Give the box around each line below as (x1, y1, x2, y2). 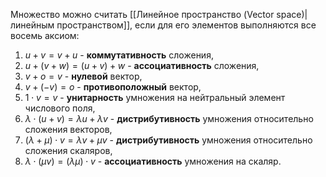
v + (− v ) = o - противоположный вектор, (24, 81, 202, 93)
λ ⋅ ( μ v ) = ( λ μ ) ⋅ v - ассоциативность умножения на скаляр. (24, 155, 282, 167)
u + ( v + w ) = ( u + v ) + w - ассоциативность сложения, (24, 60, 260, 71)
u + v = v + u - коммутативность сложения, (24, 49, 214, 61)
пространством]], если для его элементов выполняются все (56, 19, 317, 31)
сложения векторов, (24, 124, 113, 135)
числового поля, (24, 102, 96, 114)
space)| (276, 9, 308, 20)
